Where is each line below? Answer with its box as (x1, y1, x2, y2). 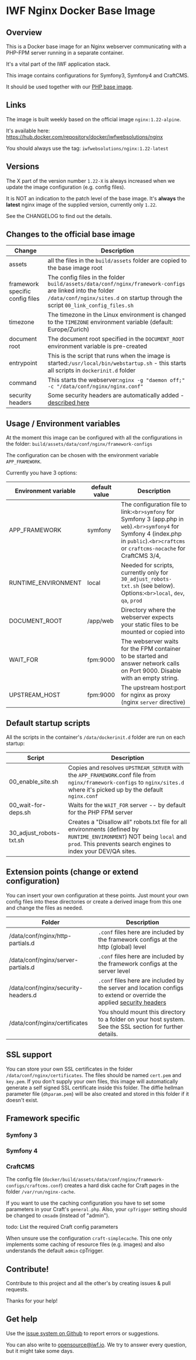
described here (47, 398, 90, 407)
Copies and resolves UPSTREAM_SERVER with (68, 763, 184, 772)
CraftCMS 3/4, (121, 552, 162, 560)
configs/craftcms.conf (6, 1183, 61, 1189)
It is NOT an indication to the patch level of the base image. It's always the (6, 195, 185, 202)
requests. (6, 1286, 29, 1293)
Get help (6, 1314, 38, 1324)
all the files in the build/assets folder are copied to (47, 257, 187, 265)
